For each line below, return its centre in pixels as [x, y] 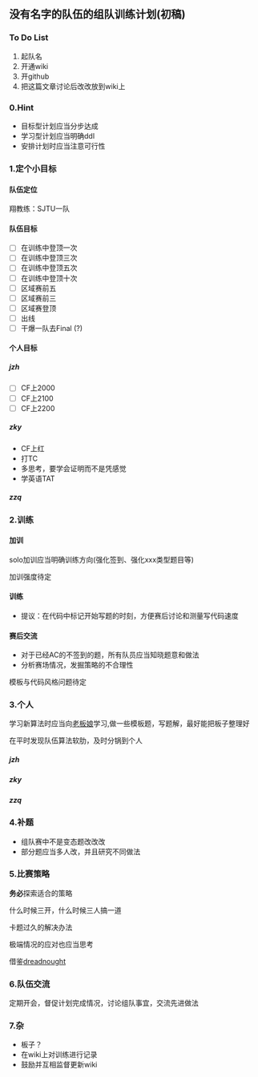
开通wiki [34, 66]
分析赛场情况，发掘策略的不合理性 [77, 665]
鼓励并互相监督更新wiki [59, 1065]
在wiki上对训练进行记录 [59, 1055]
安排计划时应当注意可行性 [63, 146]
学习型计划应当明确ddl [58, 135]
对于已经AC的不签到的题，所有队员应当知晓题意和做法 [110, 655]
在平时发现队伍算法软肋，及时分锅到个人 [76, 740]
